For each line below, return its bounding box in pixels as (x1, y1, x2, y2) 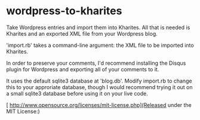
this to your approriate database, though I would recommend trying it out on (6, 83, 193, 90)
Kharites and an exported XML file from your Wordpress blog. (6, 30, 158, 37)
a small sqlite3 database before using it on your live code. (6, 90, 148, 97)
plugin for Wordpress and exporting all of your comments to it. (6, 65, 159, 72)
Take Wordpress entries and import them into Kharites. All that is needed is (6, 24, 190, 31)
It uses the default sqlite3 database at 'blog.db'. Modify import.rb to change (6, 77, 192, 84)
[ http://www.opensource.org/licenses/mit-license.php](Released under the (6, 101, 192, 108)
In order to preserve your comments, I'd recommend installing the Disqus (6, 59, 186, 67)
